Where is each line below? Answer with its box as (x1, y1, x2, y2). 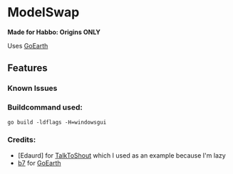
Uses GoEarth (7, 41, 48, 50)
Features (7, 62, 48, 75)
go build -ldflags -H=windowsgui (7, 119, 107, 126)
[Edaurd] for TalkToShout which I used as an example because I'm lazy (17, 151, 226, 160)
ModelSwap (7, 4, 80, 21)
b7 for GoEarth (17, 158, 62, 167)
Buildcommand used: (7, 102, 83, 112)
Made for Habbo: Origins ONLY (7, 28, 101, 36)
